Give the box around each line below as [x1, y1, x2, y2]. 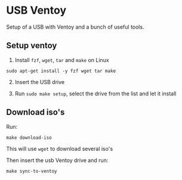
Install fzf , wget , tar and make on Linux [14, 56, 109, 63]
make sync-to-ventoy [6, 168, 58, 174]
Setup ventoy [6, 41, 57, 51]
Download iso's [6, 107, 65, 117]
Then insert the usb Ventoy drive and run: [6, 156, 109, 164]
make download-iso [6, 135, 52, 141]
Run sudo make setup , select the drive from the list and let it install [14, 90, 177, 97]
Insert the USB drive [14, 78, 64, 85]
